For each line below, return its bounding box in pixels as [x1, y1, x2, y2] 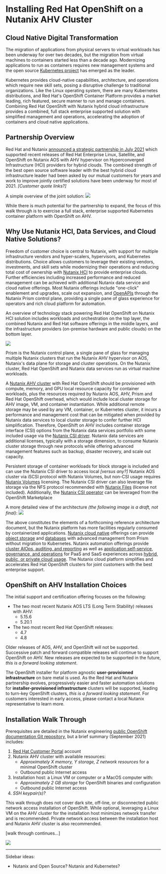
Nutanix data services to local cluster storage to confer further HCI [5, 417, 141, 423]
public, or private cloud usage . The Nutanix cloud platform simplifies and [5, 556, 153, 562]
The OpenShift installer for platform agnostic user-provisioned [5, 670, 133, 675]
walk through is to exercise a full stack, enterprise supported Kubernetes [5, 208, 154, 214]
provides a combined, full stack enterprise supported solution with [5, 108, 141, 114]
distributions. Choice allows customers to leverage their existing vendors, [5, 259, 155, 265]
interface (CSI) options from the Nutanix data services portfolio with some [5, 427, 156, 433]
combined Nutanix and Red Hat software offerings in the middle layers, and [5, 320, 158, 326]
